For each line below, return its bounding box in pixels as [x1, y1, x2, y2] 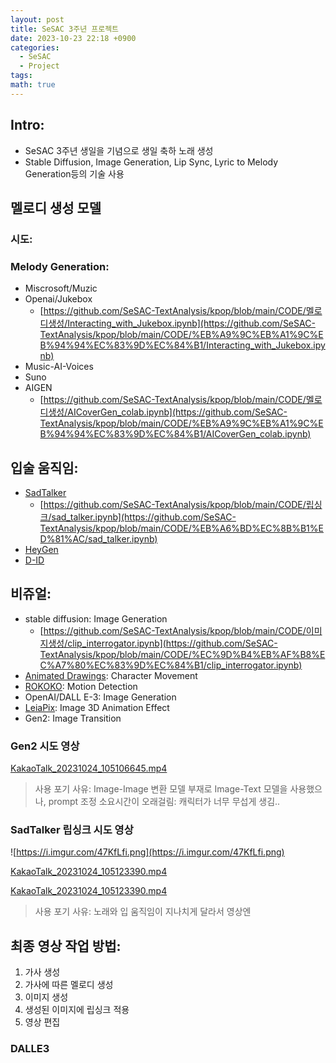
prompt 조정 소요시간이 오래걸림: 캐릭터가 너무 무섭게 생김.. [48, 796, 281, 808]
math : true [10, 80, 56, 90]
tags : [10, 71, 33, 81]
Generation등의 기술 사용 [24, 167, 125, 180]
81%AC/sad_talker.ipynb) [54, 532, 158, 545]
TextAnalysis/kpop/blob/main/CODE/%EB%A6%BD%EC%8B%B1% [39, 522, 319, 534]
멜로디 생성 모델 [10, 199, 102, 216]
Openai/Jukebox [24, 293, 93, 305]
